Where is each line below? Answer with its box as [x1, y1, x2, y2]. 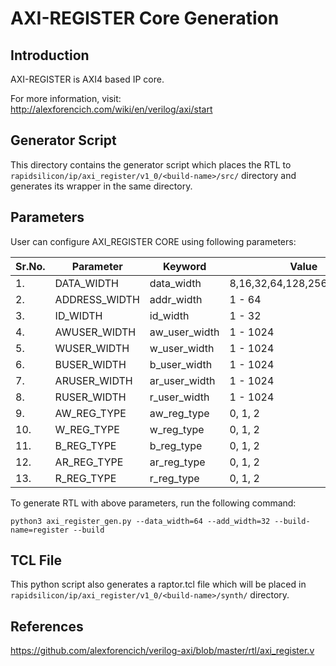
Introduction [10, 47, 90, 64]
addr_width [149, 292, 203, 306]
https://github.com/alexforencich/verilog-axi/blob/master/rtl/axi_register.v [10, 645, 315, 657]
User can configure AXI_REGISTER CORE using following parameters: [10, 235, 297, 247]
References [10, 618, 84, 635]
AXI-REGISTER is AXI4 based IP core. [10, 73, 165, 85]
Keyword [163, 259, 207, 273]
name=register [10, 525, 70, 535]
